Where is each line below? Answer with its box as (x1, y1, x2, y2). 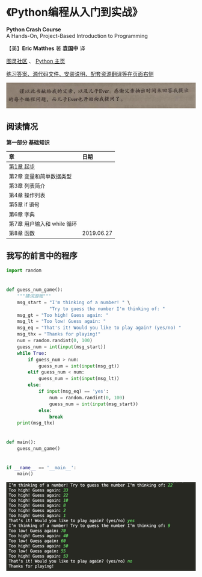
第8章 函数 (8, 229, 35, 237)
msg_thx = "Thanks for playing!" (17, 331, 101, 337)
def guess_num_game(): (6, 287, 63, 293)
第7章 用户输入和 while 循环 (8, 220, 78, 227)
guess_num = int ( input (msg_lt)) (38, 376, 120, 382)
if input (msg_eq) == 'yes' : (38, 388, 109, 395)
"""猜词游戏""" (17, 293, 52, 299)
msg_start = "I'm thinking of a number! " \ (17, 299, 130, 305)
